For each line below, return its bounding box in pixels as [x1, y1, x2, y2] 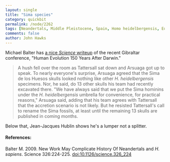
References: [5, 135, 32, 141]
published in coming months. [17, 113, 78, 119]
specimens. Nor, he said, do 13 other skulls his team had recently [17, 80, 153, 87]
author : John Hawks [5, 36, 47, 41]
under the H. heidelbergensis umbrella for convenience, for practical [17, 92, 160, 98]
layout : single [5, 7, 37, 13]
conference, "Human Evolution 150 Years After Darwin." [5, 55, 121, 61]
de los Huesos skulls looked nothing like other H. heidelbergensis [17, 75, 154, 82]
